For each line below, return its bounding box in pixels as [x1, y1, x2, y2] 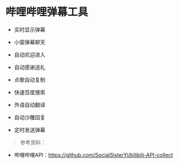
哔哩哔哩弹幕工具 [5, 5, 89, 19]
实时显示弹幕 [14, 26, 45, 33]
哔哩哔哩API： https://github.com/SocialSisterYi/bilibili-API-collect [14, 151, 173, 158]
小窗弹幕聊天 [14, 38, 45, 45]
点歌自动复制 [14, 76, 45, 83]
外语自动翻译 [14, 101, 45, 108]
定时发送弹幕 [14, 126, 45, 133]
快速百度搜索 [14, 88, 45, 96]
